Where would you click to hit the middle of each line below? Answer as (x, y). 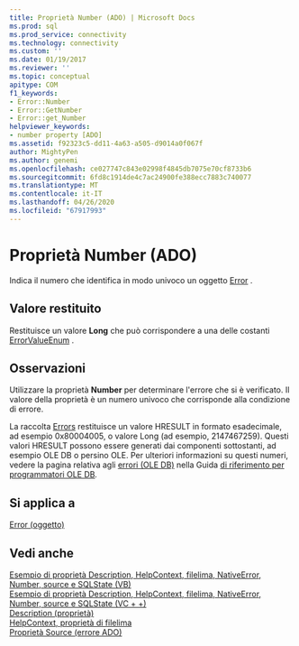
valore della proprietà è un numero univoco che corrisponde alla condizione (150, 400)
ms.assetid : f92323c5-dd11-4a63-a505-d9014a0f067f (106, 143)
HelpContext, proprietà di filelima (71, 623)
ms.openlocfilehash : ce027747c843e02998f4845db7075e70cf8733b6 (131, 169)
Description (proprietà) (52, 613)
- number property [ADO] (56, 135)
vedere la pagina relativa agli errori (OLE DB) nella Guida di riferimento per (147, 465)
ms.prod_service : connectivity (68, 34)
